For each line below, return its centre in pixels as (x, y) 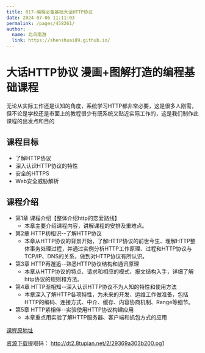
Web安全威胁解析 (37, 181)
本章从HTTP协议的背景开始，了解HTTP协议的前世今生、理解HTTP (107, 241)
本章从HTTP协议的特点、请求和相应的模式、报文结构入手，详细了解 (109, 271)
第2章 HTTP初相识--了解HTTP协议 (58, 233)
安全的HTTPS (32, 173)
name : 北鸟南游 (29, 35)
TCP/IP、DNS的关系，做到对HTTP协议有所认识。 (86, 256)
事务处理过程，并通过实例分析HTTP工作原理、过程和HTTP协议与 (111, 249)
